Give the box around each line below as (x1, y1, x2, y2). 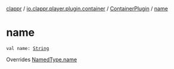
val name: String (6, 45, 49, 51)
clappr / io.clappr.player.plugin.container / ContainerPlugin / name (6, 5, 168, 12)
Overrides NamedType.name (6, 56, 77, 63)
